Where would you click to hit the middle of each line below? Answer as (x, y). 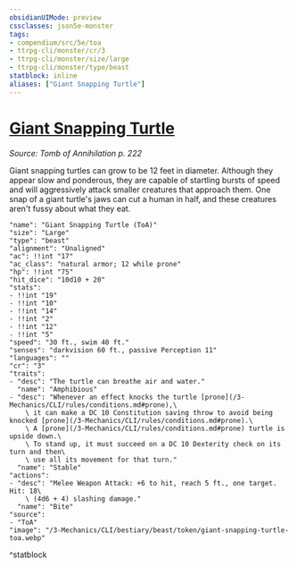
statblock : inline (43, 76)
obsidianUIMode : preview (55, 17)
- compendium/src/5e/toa (55, 42)
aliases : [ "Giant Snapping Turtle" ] (77, 84)
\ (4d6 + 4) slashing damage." (83, 499)
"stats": (25, 287)
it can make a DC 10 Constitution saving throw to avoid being (153, 412)
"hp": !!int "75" (41, 272)
